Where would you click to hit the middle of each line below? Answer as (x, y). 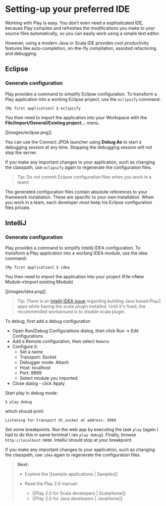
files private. (18, 207)
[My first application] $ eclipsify (43, 108)
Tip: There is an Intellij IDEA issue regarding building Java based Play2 (89, 301)
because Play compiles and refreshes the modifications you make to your (80, 28)
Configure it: (25, 347)
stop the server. (21, 152)
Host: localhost (35, 368)
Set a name (31, 352)
